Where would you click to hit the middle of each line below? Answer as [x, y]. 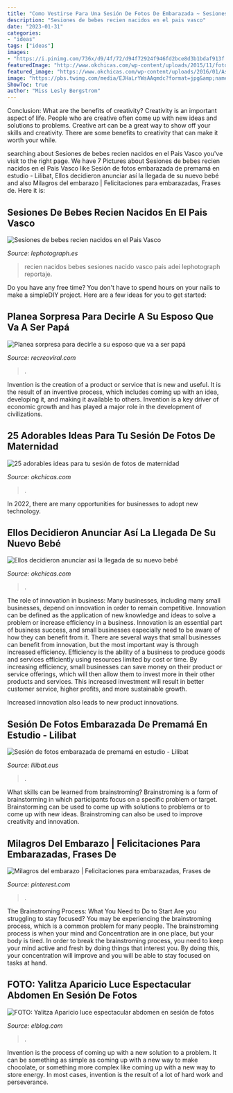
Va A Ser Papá [38, 328]
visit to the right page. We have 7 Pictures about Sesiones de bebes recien [114, 161]
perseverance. [28, 1082]
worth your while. [32, 140]
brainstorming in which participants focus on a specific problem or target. [112, 800]
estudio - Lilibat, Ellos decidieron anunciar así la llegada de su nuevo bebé [113, 176]
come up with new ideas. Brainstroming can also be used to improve [105, 814]
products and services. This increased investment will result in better [106, 682]
